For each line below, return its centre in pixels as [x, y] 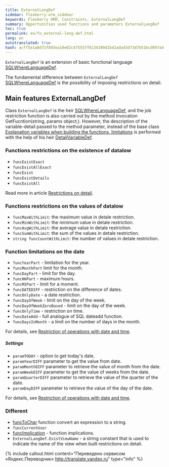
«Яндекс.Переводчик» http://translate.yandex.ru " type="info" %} [74, 459]
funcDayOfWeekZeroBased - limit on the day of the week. [69, 306]
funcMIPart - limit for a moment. [46, 284]
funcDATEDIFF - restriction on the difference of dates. [67, 289]
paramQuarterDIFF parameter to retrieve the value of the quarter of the [85, 377]
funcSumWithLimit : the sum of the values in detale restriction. [76, 233]
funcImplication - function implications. [53, 433]
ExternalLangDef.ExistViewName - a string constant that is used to [81, 438]
